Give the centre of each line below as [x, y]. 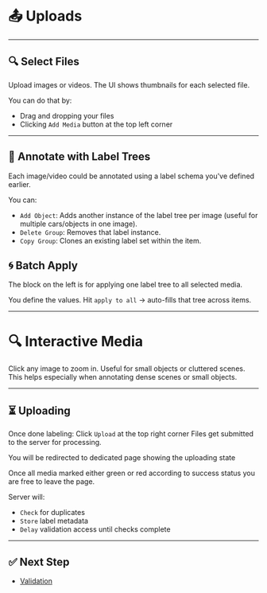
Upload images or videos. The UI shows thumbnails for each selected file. [129, 84]
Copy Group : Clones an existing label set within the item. [110, 240]
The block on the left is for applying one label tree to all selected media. [126, 285]
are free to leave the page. [52, 482]
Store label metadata [54, 521]
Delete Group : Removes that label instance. [90, 232]
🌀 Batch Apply [43, 265]
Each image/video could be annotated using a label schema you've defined [132, 176]
